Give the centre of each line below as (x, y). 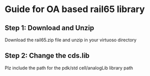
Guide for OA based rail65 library (75, 9)
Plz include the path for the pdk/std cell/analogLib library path (69, 68)
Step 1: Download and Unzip (49, 28)
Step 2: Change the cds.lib (47, 56)
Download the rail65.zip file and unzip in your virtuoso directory (71, 40)
